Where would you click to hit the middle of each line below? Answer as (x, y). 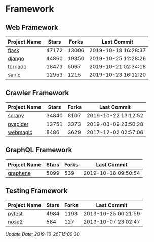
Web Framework (32, 28)
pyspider (18, 124)
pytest (15, 214)
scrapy (16, 115)
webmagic (20, 132)
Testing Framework (36, 191)
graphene (20, 173)
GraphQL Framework (39, 150)
